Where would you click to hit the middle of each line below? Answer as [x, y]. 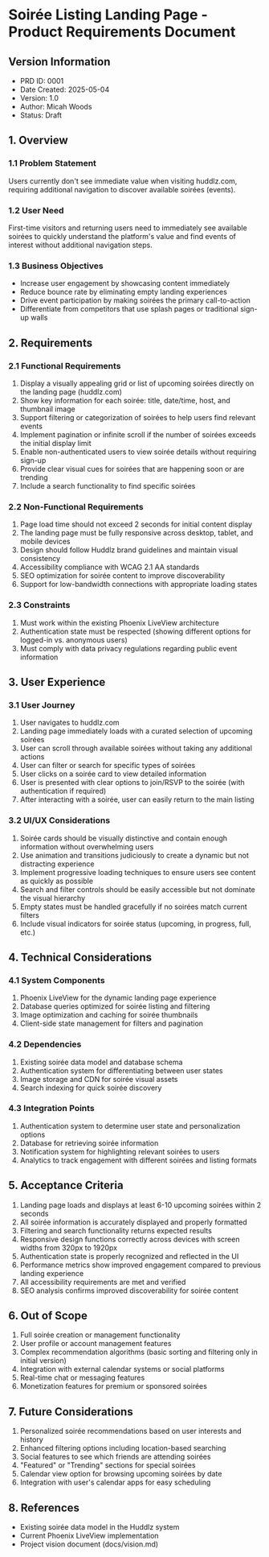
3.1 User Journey [42, 704]
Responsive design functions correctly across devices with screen [130, 1239]
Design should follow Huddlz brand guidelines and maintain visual [129, 550]
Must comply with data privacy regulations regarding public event [128, 648]
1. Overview [38, 140]
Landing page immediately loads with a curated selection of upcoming [136, 731]
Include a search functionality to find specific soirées [108, 485]
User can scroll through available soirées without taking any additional [136, 748]
